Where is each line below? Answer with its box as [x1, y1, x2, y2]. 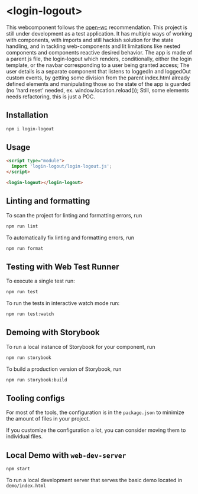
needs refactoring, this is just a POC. [6, 93, 96, 100]
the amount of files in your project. [6, 415, 90, 422]
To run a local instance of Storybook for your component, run [6, 343, 155, 350]
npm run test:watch [6, 311, 54, 317]
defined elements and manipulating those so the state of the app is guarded [6, 80, 191, 87]
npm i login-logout [6, 126, 54, 131]
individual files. [6, 433, 43, 440]
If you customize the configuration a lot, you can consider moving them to [6, 426, 186, 434]
